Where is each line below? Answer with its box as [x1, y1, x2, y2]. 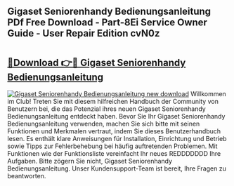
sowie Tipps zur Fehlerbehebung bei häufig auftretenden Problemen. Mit [7, 142, 218, 150]
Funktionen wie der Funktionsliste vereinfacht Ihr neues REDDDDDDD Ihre [7, 150, 221, 157]
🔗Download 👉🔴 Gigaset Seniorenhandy [7, 56, 186, 69]
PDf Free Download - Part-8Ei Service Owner [7, 17, 207, 29]
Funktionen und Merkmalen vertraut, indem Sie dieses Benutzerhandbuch [7, 127, 221, 135]
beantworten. [7, 172, 46, 180]
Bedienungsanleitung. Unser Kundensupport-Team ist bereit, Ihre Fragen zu [7, 164, 226, 173]
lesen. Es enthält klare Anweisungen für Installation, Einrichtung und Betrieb [7, 135, 227, 142]
